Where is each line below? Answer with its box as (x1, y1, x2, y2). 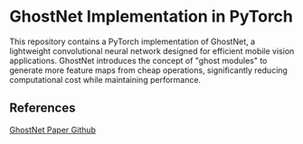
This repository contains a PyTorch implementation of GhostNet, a (9, 36, 256, 47)
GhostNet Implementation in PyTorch (9, 6, 294, 27)
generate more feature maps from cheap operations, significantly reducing (9, 65, 288, 76)
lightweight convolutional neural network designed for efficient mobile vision (9, 45, 295, 56)
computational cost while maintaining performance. (9, 74, 202, 85)
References (9, 101, 76, 116)
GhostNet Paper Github (9, 124, 97, 135)
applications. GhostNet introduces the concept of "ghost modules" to (9, 55, 268, 66)
